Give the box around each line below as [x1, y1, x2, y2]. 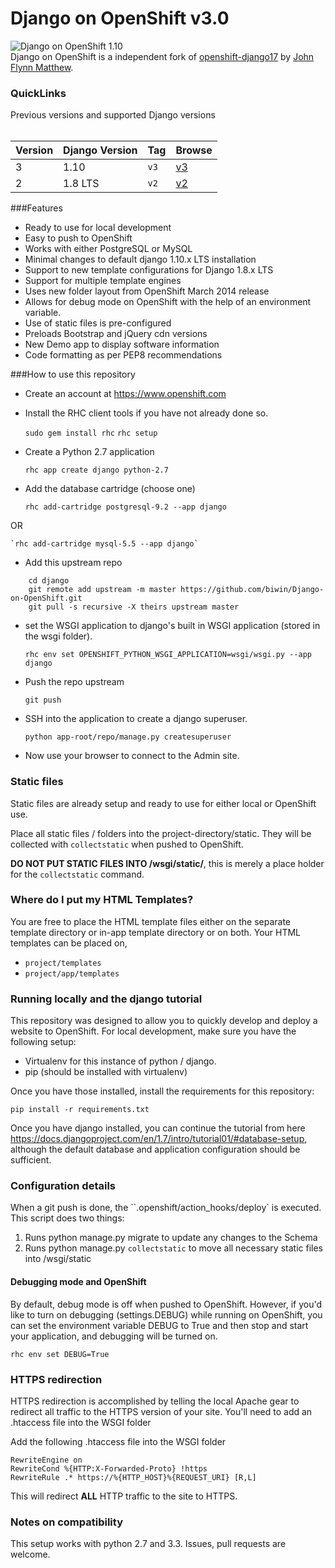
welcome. [10, 1548, 51, 1561]
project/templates [24, 958, 102, 968]
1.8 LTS [63, 177, 100, 191]
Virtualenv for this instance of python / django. [24, 1055, 217, 1067]
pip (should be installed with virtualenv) [24, 1066, 188, 1078]
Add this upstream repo [24, 557, 123, 569]
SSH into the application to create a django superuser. [24, 713, 248, 725]
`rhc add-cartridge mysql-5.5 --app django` [10, 539, 199, 549]
